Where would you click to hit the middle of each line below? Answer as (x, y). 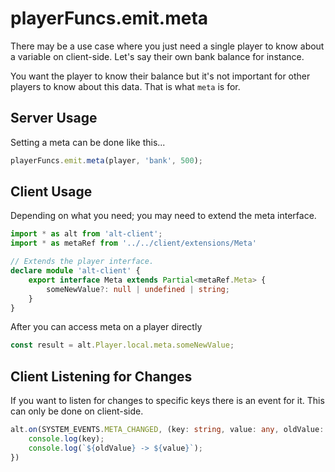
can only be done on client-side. (77, 411)
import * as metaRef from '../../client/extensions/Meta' (133, 243)
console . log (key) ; (66, 439)
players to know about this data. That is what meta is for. (125, 86)
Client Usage (51, 192)
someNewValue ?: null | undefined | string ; (138, 289)
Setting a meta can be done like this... (88, 142)
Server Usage (54, 118)
